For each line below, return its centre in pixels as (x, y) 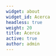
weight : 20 (19, 28)
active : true (22, 38)
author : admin (23, 44)
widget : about (23, 11)
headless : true (24, 22)
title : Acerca (23, 33)
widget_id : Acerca (28, 17)
